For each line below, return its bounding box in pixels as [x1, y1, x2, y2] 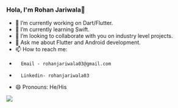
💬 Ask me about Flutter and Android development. [15, 39, 141, 46]
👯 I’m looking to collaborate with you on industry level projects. [15, 32, 173, 40]
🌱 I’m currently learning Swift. [15, 26, 90, 33]
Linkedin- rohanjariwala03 [21, 73, 90, 79]
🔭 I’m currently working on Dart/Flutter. [15, 20, 113, 27]
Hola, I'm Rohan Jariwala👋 [6, 5, 85, 14]
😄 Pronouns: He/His [15, 84, 67, 91]
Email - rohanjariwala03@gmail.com [21, 61, 112, 67]
